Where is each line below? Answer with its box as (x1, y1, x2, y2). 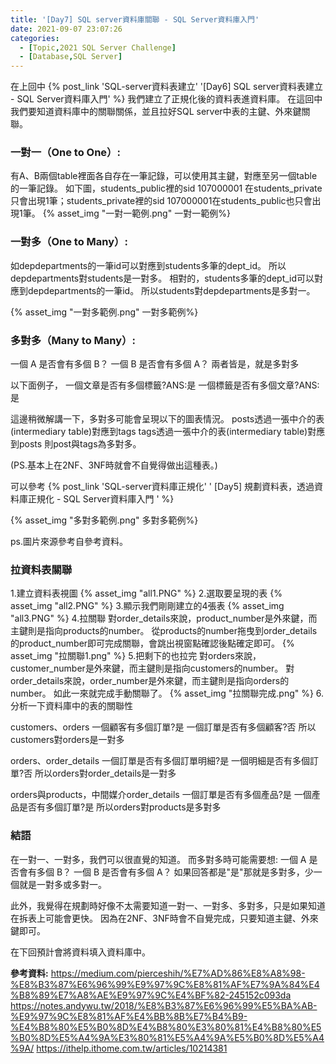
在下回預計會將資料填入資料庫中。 (10, 946, 151, 958)
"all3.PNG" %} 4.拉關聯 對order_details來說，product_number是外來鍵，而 (10, 612, 318, 625)
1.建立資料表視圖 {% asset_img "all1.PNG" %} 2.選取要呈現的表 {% (10, 587, 283, 600)
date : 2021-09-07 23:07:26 (10, 24, 123, 34)
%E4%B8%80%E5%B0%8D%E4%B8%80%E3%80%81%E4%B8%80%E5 (10, 1021, 322, 1033)
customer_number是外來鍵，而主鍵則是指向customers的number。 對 (10, 662, 295, 675)
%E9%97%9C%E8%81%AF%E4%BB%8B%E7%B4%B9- (10, 1010, 248, 1022)
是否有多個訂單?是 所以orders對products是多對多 (18, 801, 222, 813)
